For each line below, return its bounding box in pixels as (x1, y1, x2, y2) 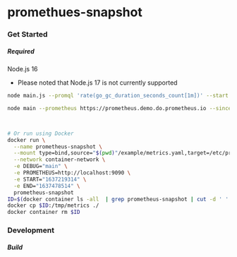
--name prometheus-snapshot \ (13, 143, 102, 150)
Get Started (7, 30, 48, 40)
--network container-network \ (13, 156, 106, 163)
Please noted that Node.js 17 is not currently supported (17, 78, 178, 87)
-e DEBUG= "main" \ (13, 163, 68, 170)
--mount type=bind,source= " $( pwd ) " (13, 150, 119, 157)
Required (7, 47, 35, 55)
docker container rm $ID (7, 209, 80, 216)
